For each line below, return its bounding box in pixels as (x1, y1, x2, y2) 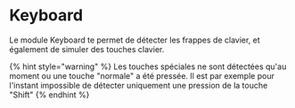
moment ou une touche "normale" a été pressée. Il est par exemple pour (9, 70, 275, 81)
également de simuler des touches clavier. (9, 43, 165, 54)
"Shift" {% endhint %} (9, 89, 90, 100)
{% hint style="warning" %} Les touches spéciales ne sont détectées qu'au (9, 61, 287, 72)
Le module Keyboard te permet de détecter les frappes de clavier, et (9, 35, 260, 45)
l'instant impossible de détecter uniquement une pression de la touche (9, 80, 268, 90)
